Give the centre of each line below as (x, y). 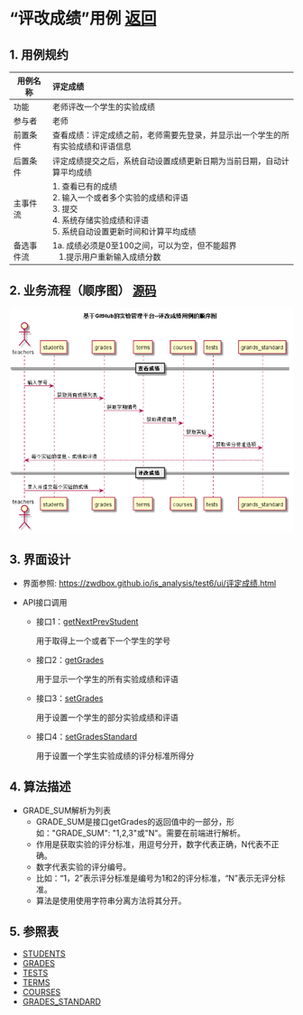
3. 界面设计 (40, 560)
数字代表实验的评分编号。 (83, 866)
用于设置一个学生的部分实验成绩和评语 (107, 717)
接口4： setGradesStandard (87, 736)
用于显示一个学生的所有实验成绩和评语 (107, 678)
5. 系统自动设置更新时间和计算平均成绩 (124, 231)
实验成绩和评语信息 (96, 146)
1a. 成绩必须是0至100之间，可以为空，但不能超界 (145, 245)
